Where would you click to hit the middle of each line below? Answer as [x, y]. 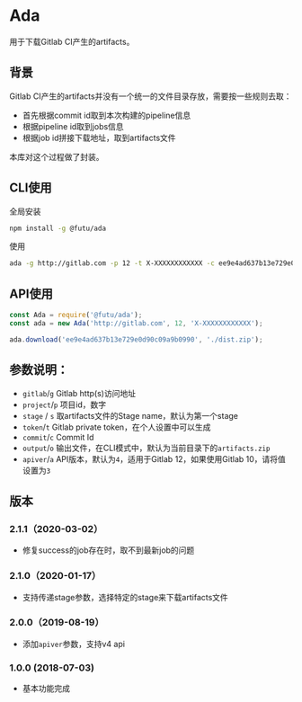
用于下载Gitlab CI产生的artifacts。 [72, 41]
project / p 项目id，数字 [64, 404]
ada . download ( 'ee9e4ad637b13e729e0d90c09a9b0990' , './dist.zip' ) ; [136, 339]
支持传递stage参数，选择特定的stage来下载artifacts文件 [125, 597]
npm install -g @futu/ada [58, 228]
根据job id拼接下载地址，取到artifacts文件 [99, 138]
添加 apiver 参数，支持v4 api [74, 644]
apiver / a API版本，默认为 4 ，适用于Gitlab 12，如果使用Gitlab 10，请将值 [154, 458]
